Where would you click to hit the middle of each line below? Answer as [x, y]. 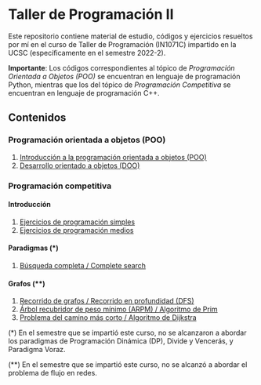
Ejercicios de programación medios [76, 230]
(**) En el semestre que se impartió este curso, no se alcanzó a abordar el [128, 365]
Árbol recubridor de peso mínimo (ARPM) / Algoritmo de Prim [118, 309]
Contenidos [37, 118]
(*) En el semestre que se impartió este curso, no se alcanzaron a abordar [127, 333]
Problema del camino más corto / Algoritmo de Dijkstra [108, 318]
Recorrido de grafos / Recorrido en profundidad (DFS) [107, 301]
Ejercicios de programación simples [77, 222]
